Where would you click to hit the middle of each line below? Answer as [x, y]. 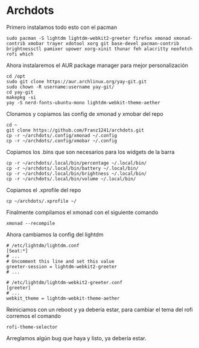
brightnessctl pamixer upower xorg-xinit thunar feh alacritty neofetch [99, 49]
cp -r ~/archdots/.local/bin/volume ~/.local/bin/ [71, 179]
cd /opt [16, 76]
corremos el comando [34, 316]
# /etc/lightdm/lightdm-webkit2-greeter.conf [64, 282]
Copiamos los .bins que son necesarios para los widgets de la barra [90, 152]
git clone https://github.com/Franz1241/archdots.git [75, 130]
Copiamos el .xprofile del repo [44, 190]
